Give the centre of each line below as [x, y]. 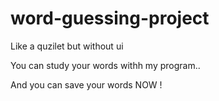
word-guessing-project [110, 18]
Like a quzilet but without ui [67, 46]
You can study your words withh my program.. [105, 65]
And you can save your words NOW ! [86, 84]
